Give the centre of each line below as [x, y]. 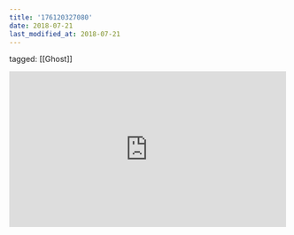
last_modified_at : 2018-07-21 [65, 34]
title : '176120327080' [51, 17]
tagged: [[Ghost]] [41, 59]
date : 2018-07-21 [41, 26]
